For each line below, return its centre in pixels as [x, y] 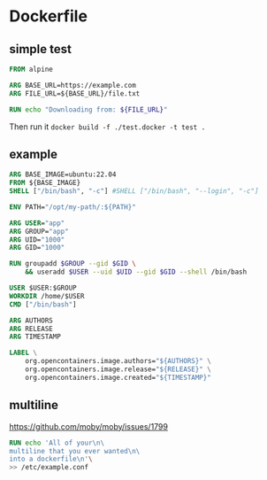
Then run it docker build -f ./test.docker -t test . [107, 127]
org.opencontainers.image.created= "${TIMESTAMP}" [118, 377]
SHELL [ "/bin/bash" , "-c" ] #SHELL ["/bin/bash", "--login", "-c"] [134, 191]
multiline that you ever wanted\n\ [75, 451]
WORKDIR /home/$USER [47, 296]
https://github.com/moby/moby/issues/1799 [88, 426]
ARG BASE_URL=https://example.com [73, 85]
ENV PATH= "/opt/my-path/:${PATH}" [73, 207]
